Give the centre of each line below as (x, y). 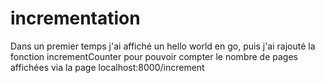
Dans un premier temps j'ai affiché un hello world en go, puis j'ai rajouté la (163, 46)
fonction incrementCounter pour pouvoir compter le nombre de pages (154, 56)
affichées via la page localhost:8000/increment (107, 67)
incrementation (75, 18)
